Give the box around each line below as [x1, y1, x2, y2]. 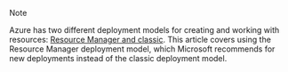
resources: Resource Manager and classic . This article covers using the [9, 35, 271, 44]
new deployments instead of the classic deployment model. [9, 53, 228, 63]
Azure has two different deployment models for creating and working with [9, 25, 280, 35]
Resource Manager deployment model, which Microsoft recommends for [9, 44, 276, 54]
